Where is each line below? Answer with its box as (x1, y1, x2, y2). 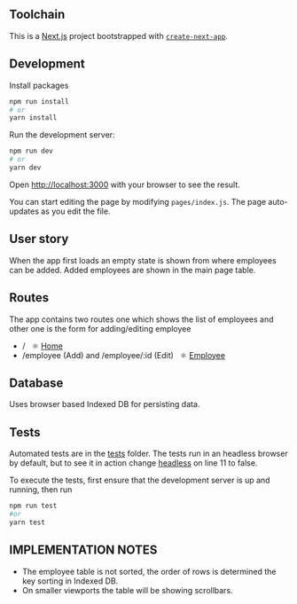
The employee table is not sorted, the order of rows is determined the (21, 566, 277, 577)
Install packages (9, 80, 69, 90)
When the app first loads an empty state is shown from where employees (9, 255, 277, 265)
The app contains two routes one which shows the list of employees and (9, 314, 274, 325)
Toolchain (9, 7, 66, 22)
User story (9, 231, 69, 247)
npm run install (9, 97, 69, 106)
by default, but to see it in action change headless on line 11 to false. (9, 458, 258, 468)
